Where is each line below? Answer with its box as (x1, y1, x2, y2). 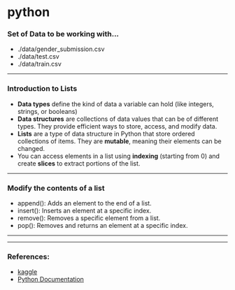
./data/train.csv (17, 60, 62, 68)
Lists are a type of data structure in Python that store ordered (17, 129, 195, 138)
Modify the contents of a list (7, 183, 105, 193)
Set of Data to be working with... (7, 29, 120, 39)
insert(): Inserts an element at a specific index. (17, 207, 152, 215)
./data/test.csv (17, 52, 59, 61)
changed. (17, 144, 45, 152)
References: (7, 252, 50, 261)
